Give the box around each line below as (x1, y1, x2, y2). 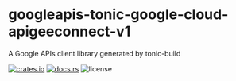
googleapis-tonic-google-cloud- (8, 6, 229, 24)
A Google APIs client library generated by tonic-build (8, 48, 181, 58)
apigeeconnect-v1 (8, 22, 131, 40)
